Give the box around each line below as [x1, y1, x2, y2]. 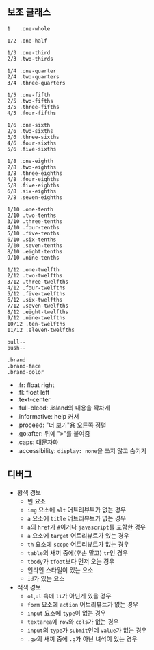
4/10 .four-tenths [7, 224, 60, 231]
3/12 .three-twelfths [7, 278, 69, 285]
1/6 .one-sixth [7, 121, 51, 129]
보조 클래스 [7, 6, 51, 19]
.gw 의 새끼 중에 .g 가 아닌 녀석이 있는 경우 [27, 634, 138, 642]
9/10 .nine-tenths [7, 254, 60, 261]
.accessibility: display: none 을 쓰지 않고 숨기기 [16, 446, 147, 454]
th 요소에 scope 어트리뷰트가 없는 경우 [27, 540, 129, 548]
